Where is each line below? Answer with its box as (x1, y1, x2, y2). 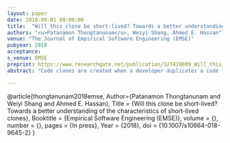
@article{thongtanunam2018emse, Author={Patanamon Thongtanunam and (7, 92, 221, 100)
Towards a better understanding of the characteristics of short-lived (7, 107, 199, 115)
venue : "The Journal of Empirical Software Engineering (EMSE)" (7, 36, 194, 42)
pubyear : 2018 (7, 42, 48, 49)
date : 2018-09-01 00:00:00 (7, 16, 84, 23)
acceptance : (7, 49, 41, 55)
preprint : (7, 61, 36, 68)
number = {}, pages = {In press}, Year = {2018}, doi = (7, 121, 157, 129)
